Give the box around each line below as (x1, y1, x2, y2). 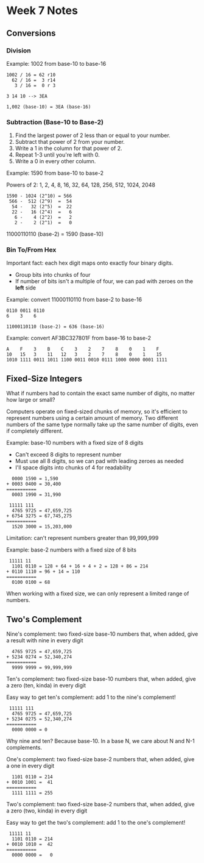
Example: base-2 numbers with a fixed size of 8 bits (6, 546, 137, 553)
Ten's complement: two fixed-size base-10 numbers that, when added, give (6, 675, 196, 683)
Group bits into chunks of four (15, 271, 91, 279)
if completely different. (6, 427, 63, 435)
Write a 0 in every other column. (15, 158, 96, 165)
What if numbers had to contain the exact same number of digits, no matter (6, 389, 195, 397)
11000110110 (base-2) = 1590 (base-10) (6, 230, 104, 238)
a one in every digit (6, 762, 55, 770)
